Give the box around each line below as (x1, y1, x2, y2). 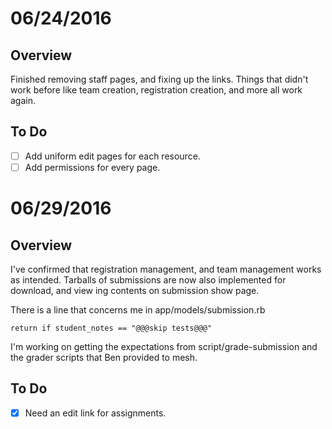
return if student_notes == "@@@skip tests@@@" (10, 323, 213, 333)
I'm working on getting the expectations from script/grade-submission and (10, 340, 318, 352)
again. (10, 95, 37, 106)
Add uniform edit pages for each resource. (24, 150, 201, 162)
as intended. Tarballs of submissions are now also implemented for (10, 273, 287, 286)
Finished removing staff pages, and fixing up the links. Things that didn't (10, 73, 309, 85)
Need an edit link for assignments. (24, 407, 167, 419)
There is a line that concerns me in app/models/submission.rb (10, 303, 266, 316)
